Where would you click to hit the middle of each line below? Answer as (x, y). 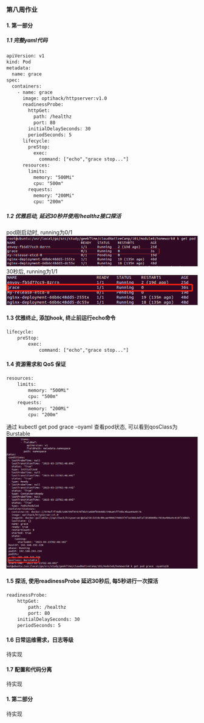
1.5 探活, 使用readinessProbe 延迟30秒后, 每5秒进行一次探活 (82, 581)
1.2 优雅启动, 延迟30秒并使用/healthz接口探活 (64, 216)
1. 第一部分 (20, 25)
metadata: (19, 68)
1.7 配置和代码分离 (29, 669)
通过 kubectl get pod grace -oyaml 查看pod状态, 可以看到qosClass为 (92, 427)
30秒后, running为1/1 (32, 272)
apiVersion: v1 (25, 56)
